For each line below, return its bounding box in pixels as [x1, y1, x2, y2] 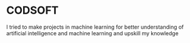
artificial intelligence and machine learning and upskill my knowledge [6, 29, 179, 36]
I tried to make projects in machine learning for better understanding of [6, 23, 184, 30]
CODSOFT [6, 4, 59, 17]
